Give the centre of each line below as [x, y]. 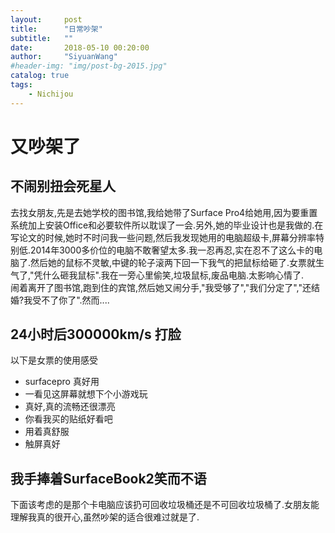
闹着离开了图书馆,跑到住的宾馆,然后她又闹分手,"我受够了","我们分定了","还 [161, 287]
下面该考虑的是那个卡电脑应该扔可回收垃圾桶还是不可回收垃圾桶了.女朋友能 [165, 505]
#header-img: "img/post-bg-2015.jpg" [89, 66]
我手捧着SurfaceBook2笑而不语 [108, 478]
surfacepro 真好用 [62, 382]
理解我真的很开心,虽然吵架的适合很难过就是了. [105, 517]
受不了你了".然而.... [71, 300]
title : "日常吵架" [56, 29]
